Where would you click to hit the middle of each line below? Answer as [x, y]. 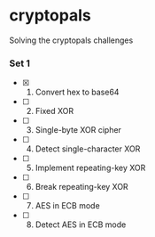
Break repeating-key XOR [81, 187]
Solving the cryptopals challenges [71, 40]
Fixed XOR [54, 111]
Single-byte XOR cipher [78, 130]
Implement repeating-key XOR [90, 168]
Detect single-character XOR [88, 149]
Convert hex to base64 [77, 92]
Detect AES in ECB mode [81, 225]
